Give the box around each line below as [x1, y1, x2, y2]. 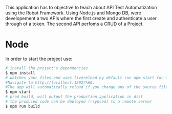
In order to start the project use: [5, 55, 73, 62]
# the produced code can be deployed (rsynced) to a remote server [5, 99, 153, 104]
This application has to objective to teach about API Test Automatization [5, 5, 157, 10]
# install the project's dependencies [5, 65, 88, 71]
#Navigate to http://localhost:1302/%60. [5, 80, 95, 85]
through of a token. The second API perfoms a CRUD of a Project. [5, 21, 144, 27]
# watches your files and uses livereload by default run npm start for [5, 75, 164, 80]
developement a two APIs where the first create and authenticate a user [5, 15, 157, 21]
